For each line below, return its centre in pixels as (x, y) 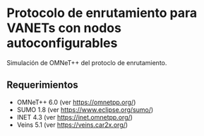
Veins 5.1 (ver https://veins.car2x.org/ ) (72, 125)
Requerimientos (42, 85)
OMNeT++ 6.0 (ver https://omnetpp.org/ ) (76, 102)
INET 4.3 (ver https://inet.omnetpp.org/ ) (75, 117)
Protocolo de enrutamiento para (102, 13)
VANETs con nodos (64, 28)
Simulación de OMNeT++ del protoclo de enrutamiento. (87, 62)
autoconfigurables (62, 43)
